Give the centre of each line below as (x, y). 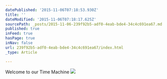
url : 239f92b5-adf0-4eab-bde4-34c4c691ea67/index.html (64, 48)
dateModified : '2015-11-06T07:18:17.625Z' (51, 19)
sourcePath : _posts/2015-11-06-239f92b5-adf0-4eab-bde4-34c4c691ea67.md (84, 24)
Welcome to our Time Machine (37, 72)
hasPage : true (20, 38)
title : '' (16, 15)
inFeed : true (19, 33)
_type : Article (21, 52)
